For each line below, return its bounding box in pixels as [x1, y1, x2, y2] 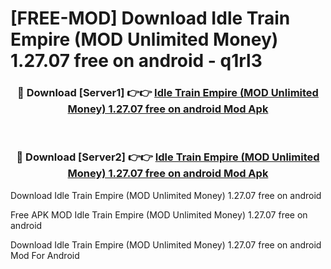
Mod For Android [10, 249, 80, 261]
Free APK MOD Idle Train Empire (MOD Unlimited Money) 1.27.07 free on [10, 208, 308, 221]
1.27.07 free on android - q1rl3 [10, 50, 263, 72]
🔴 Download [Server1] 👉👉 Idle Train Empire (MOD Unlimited [17, 86, 319, 100]
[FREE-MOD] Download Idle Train [10, 7, 291, 30]
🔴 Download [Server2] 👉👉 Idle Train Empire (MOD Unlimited [16, 150, 320, 164]
